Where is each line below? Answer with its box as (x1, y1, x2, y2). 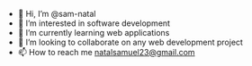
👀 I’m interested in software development (17, 18, 171, 29)
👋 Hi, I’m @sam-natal (17, 9, 96, 19)
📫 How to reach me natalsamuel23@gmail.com (17, 47, 195, 57)
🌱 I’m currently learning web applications (17, 28, 170, 37)
